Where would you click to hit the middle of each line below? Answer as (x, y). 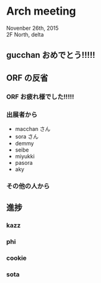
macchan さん (33, 128)
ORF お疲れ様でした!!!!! (40, 97)
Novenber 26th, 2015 (33, 28)
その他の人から (28, 186)
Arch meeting (41, 11)
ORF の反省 (27, 78)
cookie (17, 258)
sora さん (27, 136)
